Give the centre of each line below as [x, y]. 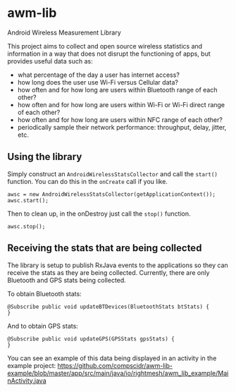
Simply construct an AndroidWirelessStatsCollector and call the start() [113, 173]
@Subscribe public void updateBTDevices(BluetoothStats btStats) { [108, 307]
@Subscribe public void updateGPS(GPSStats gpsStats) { [91, 339]
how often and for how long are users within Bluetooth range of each [117, 90]
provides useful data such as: [50, 61]
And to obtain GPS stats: [43, 326]
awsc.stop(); [26, 226]
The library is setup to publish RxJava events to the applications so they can [118, 265]
